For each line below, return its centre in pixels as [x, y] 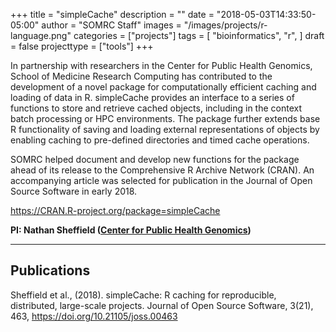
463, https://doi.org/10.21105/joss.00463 [94, 316]
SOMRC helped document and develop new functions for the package [155, 159]
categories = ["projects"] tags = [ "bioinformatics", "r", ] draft [199, 35]
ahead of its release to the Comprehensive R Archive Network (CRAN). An [162, 170]
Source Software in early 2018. [74, 191]
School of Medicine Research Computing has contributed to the [141, 76]
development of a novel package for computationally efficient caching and [163, 87]
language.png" [41, 35]
